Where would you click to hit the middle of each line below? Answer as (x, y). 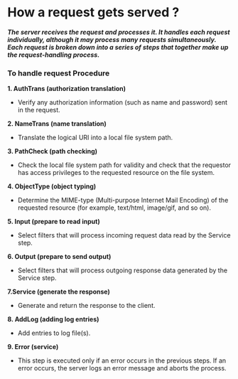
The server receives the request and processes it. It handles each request (119, 32)
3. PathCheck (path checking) (53, 151)
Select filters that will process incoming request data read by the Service (124, 235)
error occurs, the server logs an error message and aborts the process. (122, 368)
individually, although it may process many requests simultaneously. (112, 39)
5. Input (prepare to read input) (54, 222)
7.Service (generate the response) (59, 292)
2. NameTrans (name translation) (57, 124)
